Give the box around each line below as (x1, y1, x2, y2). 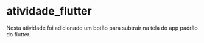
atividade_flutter (6, 4, 93, 18)
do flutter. (6, 30, 31, 38)
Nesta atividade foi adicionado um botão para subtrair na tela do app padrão (6, 24, 198, 31)
